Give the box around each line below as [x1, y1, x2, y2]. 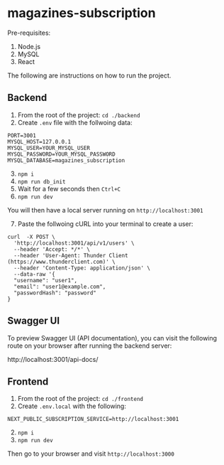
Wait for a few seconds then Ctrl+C [17, 184, 121, 193]
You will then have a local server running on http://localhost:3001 [7, 205, 203, 214]
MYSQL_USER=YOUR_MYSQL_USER [7, 144, 91, 151]
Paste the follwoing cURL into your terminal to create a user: [17, 219, 194, 228]
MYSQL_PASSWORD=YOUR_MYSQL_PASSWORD [7, 151, 116, 158]
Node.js [17, 42, 41, 50]
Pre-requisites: [7, 28, 51, 37]
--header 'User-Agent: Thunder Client [13, 252, 129, 259]
